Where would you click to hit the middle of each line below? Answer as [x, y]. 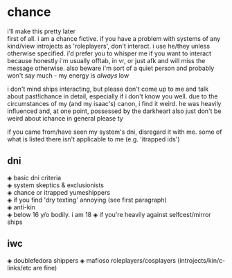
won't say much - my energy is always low [68, 75]
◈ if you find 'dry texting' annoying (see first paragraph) [87, 200]
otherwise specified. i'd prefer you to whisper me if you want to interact [109, 53]
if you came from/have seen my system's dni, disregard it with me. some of [115, 132]
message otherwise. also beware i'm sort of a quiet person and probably [111, 68]
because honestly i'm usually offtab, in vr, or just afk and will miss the [106, 60]
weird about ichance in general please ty [65, 118]
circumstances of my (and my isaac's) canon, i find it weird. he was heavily [114, 103]
